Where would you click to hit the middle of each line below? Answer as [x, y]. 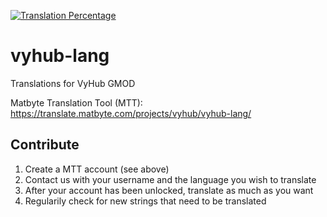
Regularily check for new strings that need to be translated [145, 201]
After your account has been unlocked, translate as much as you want [169, 190]
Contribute [45, 145]
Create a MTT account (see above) [97, 169]
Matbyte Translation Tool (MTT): [76, 102]
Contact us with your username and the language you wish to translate [170, 179]
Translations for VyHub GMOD [73, 83]
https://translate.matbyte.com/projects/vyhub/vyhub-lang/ [131, 113]
